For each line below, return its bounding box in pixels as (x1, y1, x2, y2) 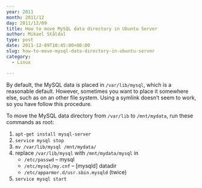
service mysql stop (14, 137, 65, 143)
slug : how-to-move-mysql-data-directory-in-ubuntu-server (6, 48, 155, 54)
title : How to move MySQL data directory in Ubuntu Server (6, 25, 158, 32)
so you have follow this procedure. (6, 100, 92, 107)
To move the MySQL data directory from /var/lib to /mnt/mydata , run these (6, 112, 194, 119)
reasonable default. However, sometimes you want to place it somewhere (6, 87, 189, 95)
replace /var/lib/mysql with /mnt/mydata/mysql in (14, 149, 139, 157)
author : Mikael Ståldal (6, 31, 66, 37)
